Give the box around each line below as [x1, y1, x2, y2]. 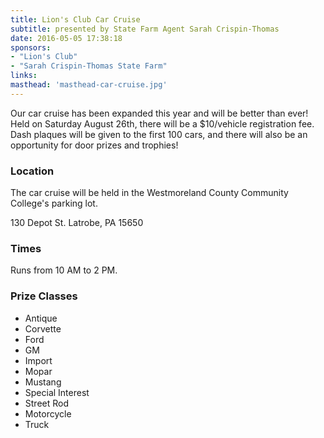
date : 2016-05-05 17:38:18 [10, 33, 123, 43]
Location [10, 164, 55, 178]
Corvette [24, 322, 62, 335]
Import [24, 354, 53, 366]
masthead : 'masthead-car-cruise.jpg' [10, 80, 168, 90]
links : [10, 71, 38, 81]
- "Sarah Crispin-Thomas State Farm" [10, 61, 168, 71]
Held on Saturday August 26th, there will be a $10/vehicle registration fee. [10, 117, 315, 130]
